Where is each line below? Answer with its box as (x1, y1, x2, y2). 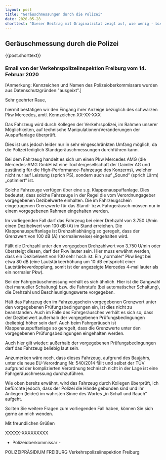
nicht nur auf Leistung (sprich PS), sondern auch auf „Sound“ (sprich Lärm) (5, 172, 159, 178)
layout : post (5, 7, 32, 12)
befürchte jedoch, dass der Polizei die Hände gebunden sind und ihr (5, 385, 144, 391)
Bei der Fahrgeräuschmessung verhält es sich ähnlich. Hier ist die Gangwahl (5, 279, 161, 285)
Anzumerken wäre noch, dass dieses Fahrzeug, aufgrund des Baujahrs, (5, 355, 151, 361)
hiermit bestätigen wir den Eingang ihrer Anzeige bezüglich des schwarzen (5, 107, 158, 113)
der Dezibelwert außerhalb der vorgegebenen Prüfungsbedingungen (5, 315, 145, 321)
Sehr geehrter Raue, (5, 97, 46, 103)
